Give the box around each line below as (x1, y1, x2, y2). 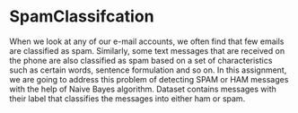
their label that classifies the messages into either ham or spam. (9, 92, 246, 104)
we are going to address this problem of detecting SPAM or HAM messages (9, 74, 289, 84)
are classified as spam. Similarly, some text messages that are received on (9, 45, 285, 56)
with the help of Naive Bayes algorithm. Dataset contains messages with (9, 83, 276, 94)
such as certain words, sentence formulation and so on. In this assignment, (9, 65, 287, 75)
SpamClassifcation (9, 6, 154, 27)
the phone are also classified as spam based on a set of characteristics (9, 55, 273, 65)
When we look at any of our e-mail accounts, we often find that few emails (9, 36, 285, 47)
